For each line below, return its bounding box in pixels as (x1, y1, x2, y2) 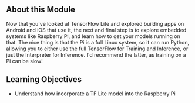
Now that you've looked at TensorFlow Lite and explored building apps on (6, 20, 184, 27)
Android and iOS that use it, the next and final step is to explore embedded (6, 26, 187, 33)
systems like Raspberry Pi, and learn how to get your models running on (6, 32, 180, 40)
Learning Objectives (6, 74, 82, 84)
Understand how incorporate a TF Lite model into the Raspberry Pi (14, 90, 176, 97)
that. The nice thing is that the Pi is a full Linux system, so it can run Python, (6, 39, 190, 46)
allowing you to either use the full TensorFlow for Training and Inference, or (6, 45, 189, 52)
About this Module (6, 5, 75, 15)
